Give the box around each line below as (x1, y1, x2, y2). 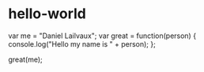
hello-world (8, 5, 87, 23)
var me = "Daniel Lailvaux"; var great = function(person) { (8, 31, 196, 40)
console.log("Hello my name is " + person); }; (8, 39, 156, 48)
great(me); (8, 55, 43, 64)
